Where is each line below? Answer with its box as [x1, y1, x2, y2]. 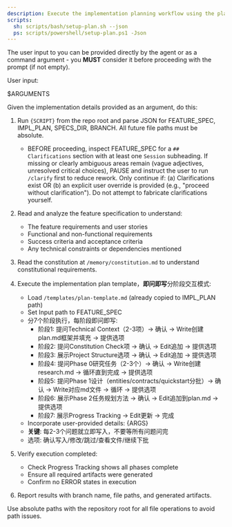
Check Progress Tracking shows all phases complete [27, 463, 179, 472]
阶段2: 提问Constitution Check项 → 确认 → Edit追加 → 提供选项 [37, 343, 217, 351]
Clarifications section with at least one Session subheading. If [27, 152, 209, 160]
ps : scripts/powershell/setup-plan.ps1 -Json [13, 29, 147, 37]
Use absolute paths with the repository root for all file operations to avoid [7, 505, 215, 513]
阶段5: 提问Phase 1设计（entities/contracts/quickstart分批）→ [37, 377, 214, 385]
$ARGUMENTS [7, 90, 50, 98]
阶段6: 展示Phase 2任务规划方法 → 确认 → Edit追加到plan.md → [37, 394, 219, 403]
